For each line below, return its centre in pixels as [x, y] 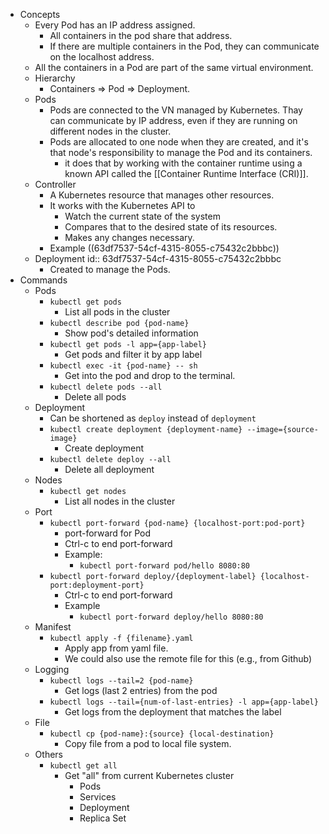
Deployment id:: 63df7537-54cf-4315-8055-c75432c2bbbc [158, 258]
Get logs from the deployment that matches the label [173, 712]
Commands [43, 280]
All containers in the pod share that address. [141, 35]
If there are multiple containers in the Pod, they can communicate [184, 46]
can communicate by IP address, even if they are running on [173, 120]
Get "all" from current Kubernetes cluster [149, 775]
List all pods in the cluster [117, 312]
